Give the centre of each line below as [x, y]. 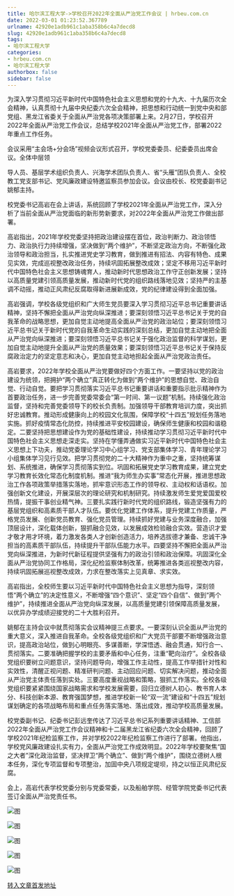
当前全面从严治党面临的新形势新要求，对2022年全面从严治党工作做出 [118, 213]
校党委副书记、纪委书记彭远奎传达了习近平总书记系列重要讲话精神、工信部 [114, 721]
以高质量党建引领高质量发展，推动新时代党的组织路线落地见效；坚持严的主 [114, 280]
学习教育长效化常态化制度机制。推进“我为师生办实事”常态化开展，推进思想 [114, 476]
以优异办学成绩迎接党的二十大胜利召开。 [65, 613]
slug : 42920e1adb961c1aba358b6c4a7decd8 [67, 33]
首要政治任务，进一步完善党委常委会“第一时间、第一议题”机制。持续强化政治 [117, 397]
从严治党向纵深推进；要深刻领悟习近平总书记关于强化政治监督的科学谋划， [114, 339]
